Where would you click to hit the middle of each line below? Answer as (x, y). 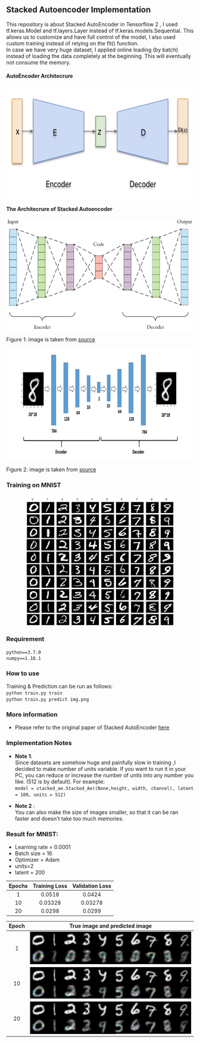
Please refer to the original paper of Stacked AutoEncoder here (92, 728)
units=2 (24, 866)
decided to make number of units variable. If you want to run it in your (100, 768)
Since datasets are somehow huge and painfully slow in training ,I (95, 763)
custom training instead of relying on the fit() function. (72, 43)
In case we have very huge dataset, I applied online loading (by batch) (92, 50)
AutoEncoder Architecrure (40, 76)
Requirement (25, 639)
